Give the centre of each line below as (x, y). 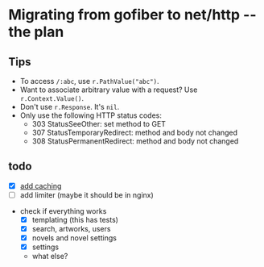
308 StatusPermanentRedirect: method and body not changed (135, 141)
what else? (50, 257)
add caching (41, 186)
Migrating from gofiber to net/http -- (132, 15)
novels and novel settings (74, 238)
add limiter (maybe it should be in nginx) (87, 194)
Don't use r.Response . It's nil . (70, 107)
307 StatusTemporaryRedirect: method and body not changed (135, 132)
